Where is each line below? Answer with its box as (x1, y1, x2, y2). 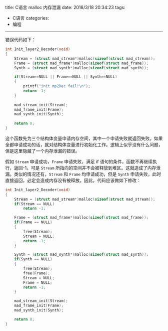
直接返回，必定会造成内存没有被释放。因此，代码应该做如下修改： (5, 177, 141, 183)
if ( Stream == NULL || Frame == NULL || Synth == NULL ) (14, 74, 117, 79)
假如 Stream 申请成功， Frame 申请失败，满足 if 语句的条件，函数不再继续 (5, 158, 153, 164)
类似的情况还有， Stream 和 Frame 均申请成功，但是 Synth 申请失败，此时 (13, 171, 161, 177)
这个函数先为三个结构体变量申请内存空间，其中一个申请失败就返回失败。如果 (5, 135, 163, 141)
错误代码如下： (5, 37, 36, 43)
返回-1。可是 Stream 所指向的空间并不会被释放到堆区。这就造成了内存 (13, 164, 156, 171)
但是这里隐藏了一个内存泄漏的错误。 (5, 147, 80, 154)
